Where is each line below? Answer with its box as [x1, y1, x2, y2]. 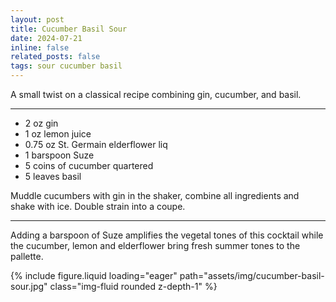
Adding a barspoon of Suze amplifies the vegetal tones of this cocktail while [10, 229, 324, 241]
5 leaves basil [24, 171, 82, 182]
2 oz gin [24, 117, 59, 129]
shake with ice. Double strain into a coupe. [10, 201, 186, 212]
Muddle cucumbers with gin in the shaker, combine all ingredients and [10, 190, 300, 201]
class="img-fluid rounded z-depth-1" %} [49, 281, 218, 292]
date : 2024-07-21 [10, 33, 83, 43]
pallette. [10, 251, 44, 262]
